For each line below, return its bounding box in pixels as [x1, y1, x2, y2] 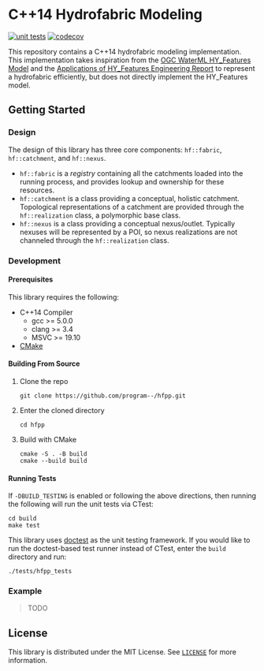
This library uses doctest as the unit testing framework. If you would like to [8, 535, 251, 545]
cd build [8, 515, 37, 523]
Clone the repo [19, 376, 69, 386]
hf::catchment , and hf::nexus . [8, 153, 106, 162]
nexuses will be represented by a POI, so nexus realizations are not [19, 227, 238, 237]
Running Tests [8, 473, 57, 483]
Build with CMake [19, 434, 77, 444]
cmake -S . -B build [19, 449, 87, 458]
